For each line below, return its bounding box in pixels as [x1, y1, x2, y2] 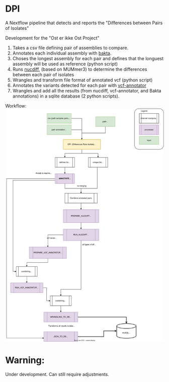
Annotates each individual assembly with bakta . [12, 50, 112, 56]
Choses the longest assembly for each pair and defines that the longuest [12, 55, 164, 61]
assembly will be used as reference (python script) [12, 61, 118, 67]
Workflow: [5, 103, 27, 109]
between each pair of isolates [12, 71, 74, 77]
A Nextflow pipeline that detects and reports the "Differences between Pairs [5, 20, 163, 26]
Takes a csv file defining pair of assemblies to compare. [12, 44, 129, 51]
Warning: [5, 355, 45, 366]
